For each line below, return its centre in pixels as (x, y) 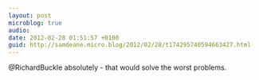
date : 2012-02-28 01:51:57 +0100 (64, 38)
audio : (19, 30)
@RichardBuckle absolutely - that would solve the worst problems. (118, 67)
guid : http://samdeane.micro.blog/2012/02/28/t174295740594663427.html (129, 45)
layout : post (30, 15)
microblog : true (35, 23)
